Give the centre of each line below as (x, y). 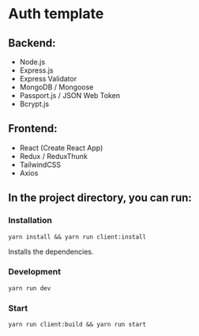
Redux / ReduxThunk (54, 156)
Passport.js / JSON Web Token (70, 95)
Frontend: (33, 128)
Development (35, 272)
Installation (30, 221)
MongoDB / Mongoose (56, 87)
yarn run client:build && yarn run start (77, 325)
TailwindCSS (40, 164)
